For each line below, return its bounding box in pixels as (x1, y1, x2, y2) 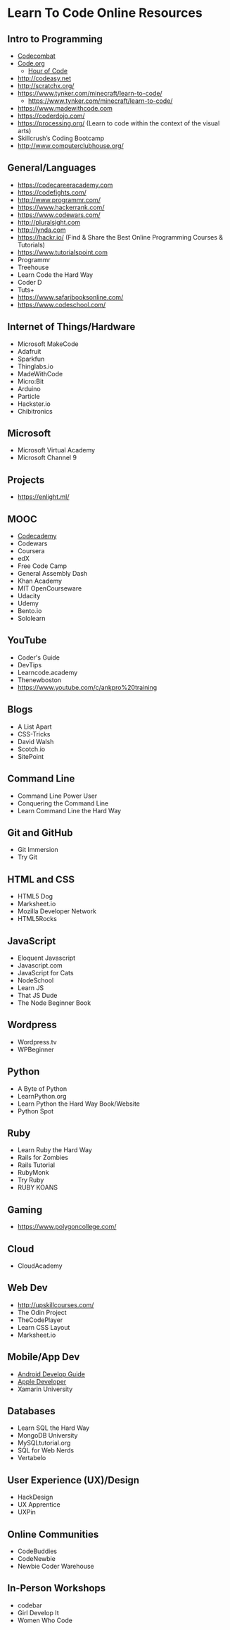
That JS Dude (17, 991, 58, 999)
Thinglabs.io (17, 362, 54, 371)
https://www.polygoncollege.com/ (17, 1223, 117, 1231)
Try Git (17, 853, 37, 861)
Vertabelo (17, 1454, 46, 1462)
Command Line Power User (17, 791, 98, 800)
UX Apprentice (17, 1500, 61, 1509)
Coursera (17, 547, 45, 555)
